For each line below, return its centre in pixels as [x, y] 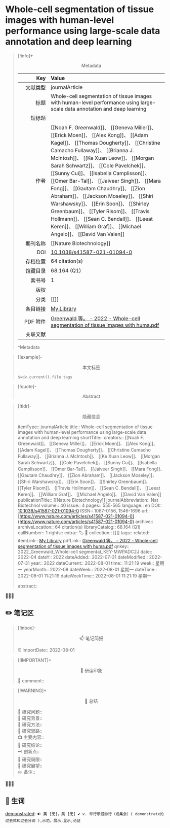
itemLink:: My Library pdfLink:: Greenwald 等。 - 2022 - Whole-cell [88, 540]
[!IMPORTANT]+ [34, 660]
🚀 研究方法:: [30, 724]
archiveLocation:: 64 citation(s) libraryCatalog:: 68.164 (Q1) [79, 527]
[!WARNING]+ [32, 691]
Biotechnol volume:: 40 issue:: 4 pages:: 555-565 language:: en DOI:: [90, 505]
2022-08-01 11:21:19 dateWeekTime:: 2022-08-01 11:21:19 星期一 [84, 576]
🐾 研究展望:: [30, 766]
